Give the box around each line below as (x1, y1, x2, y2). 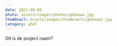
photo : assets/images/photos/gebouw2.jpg (5, 12, 94, 17)
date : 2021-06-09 (5, 7, 42, 13)
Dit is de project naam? (5, 35, 53, 41)
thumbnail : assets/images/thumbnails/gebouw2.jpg (5, 17, 112, 22)
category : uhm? (5, 21, 37, 27)
